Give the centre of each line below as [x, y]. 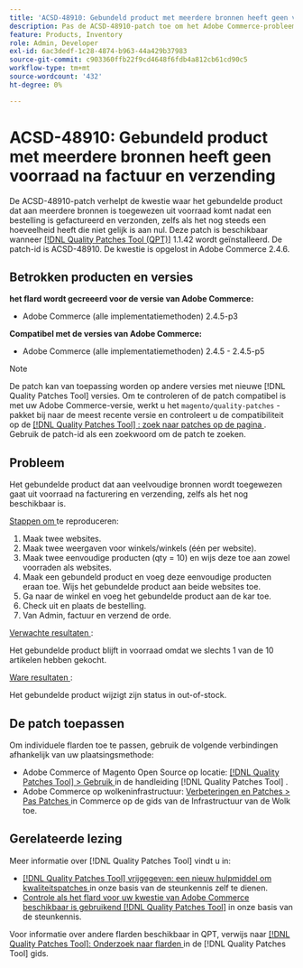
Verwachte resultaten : [51, 633]
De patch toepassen [67, 723]
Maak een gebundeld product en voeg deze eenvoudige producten [147, 577]
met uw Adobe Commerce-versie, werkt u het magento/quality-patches [142, 405]
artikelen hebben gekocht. [58, 660]
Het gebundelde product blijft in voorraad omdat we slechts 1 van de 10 [142, 650]
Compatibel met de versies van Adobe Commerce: [106, 334]
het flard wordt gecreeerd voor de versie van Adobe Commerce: [132, 299]
